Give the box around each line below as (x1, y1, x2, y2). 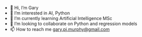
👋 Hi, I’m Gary (10, 5, 39, 10)
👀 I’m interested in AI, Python (10, 10, 70, 16)
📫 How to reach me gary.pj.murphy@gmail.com (10, 26, 110, 32)
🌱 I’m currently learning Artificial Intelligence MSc (10, 15, 112, 21)
